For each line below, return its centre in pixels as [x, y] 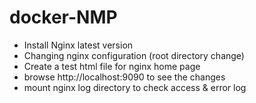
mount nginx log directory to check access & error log [135, 87]
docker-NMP [63, 17]
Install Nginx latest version [78, 45]
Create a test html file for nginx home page [112, 66]
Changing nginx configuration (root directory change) [134, 55]
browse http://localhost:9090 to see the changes [124, 77]
